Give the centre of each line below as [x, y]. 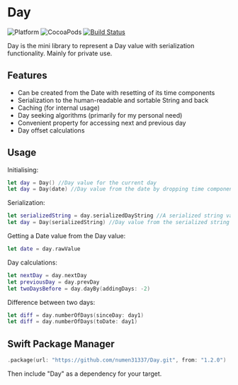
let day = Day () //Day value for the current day [82, 183]
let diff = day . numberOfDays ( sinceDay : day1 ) [75, 315]
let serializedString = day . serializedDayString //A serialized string [115, 216]
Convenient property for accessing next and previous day [102, 123]
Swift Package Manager [61, 344]
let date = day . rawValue [44, 249]
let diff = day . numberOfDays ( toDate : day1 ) [73, 322]
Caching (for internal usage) [59, 108]
